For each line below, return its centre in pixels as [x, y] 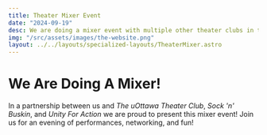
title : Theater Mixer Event [55, 15]
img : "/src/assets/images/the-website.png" [81, 37]
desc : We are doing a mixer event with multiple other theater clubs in [131, 30]
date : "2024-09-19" [41, 23]
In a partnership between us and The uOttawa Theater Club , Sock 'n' [121, 106]
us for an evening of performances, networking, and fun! [101, 122]
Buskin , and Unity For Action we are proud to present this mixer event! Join [131, 114]
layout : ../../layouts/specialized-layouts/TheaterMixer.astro [115, 45]
